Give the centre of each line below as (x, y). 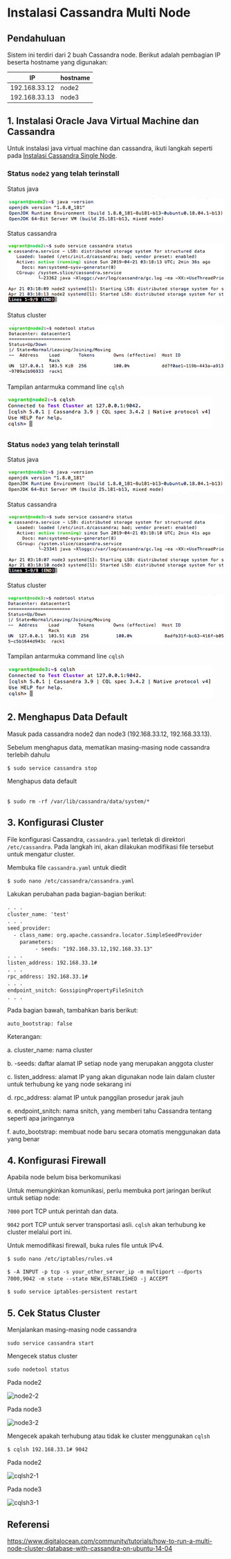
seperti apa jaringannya (41, 1118)
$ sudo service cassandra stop (52, 768)
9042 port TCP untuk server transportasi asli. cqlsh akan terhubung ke (107, 1225)
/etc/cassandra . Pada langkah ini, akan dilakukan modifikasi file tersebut (111, 847)
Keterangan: (25, 1036)
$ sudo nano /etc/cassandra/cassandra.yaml (71, 881)
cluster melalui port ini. (40, 1232)
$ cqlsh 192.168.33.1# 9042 (48, 1450)
